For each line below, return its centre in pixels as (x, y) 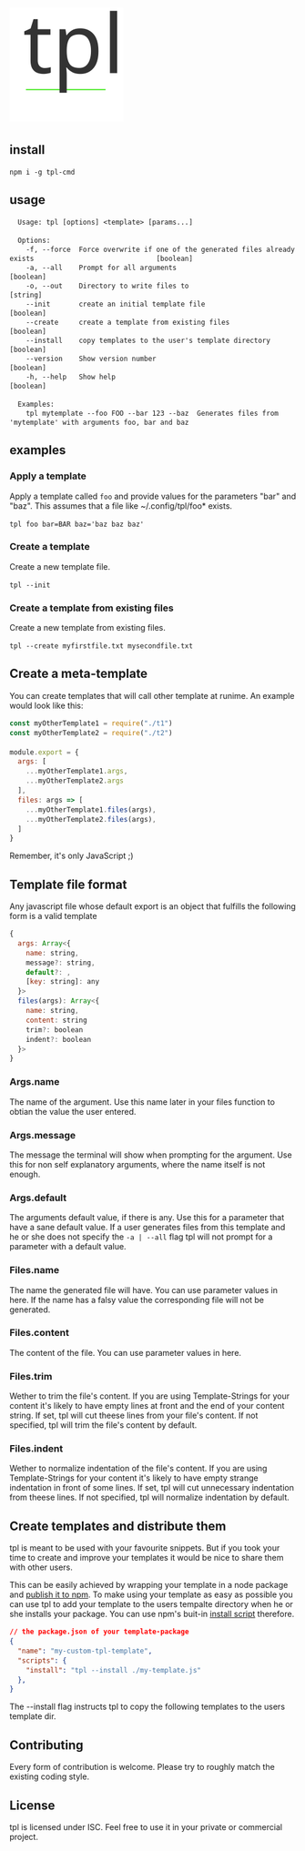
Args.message (43, 1135)
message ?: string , (61, 963)
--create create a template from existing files (128, 322)
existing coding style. (49, 1776)
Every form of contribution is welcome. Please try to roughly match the (142, 1767)
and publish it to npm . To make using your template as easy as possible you (151, 1594)
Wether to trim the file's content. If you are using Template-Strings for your (149, 1396)
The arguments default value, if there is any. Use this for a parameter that (147, 1218)
